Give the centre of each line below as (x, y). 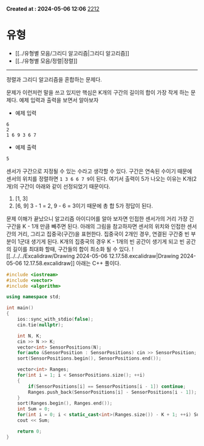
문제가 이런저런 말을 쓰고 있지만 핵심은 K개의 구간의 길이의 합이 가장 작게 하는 (98, 92)
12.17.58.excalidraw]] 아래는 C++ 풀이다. (72, 263)
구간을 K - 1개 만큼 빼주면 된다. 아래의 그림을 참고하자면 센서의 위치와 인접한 (96, 226)
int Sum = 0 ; (34, 409)
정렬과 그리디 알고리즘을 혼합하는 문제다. (54, 79)
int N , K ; (30, 336)
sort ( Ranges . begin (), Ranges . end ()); (65, 403)
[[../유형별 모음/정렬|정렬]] (46, 61)
